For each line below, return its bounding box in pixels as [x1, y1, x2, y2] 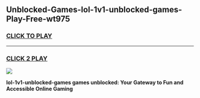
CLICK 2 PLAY [6, 54, 48, 62]
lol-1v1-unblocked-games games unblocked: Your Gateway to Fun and [6, 78, 183, 86]
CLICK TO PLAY [6, 32, 52, 40]
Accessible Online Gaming [6, 85, 73, 92]
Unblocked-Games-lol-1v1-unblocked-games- [6, 5, 183, 15]
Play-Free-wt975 [6, 14, 70, 24]
